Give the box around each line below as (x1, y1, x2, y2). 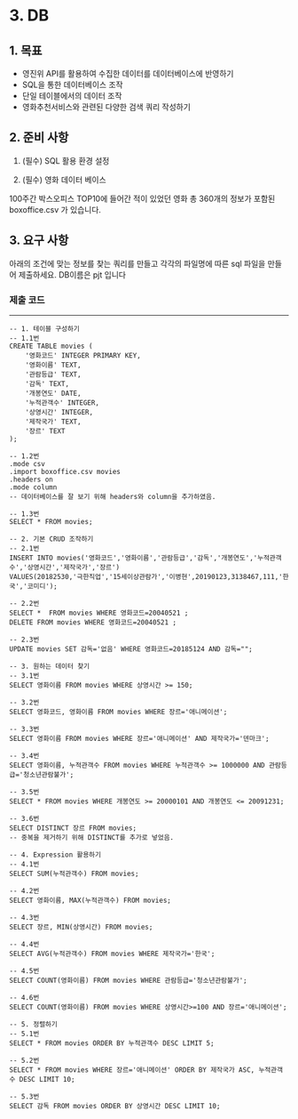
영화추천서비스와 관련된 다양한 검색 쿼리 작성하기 (21, 101, 191, 112)
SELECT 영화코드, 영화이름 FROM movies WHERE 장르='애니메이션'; (9, 707, 228, 716)
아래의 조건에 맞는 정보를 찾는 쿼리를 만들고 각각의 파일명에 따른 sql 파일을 (9, 258, 266, 269)
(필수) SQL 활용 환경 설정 (21, 155, 110, 165)
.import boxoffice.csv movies (9, 467, 122, 476)
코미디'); (27, 582, 58, 591)
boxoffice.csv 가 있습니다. (9, 204, 102, 214)
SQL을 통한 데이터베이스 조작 (21, 79, 123, 90)
